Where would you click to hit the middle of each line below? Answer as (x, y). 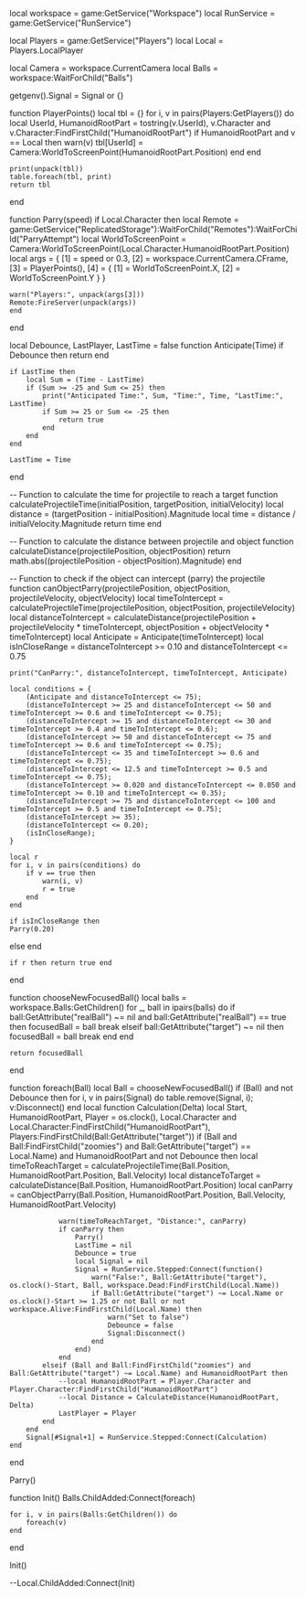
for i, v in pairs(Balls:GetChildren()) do (94, 1515)
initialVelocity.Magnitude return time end (86, 524)
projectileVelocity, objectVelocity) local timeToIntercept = (116, 598)
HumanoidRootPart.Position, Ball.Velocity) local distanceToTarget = (136, 1175)
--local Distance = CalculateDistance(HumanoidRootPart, (169, 1398)
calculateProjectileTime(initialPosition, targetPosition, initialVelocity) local (147, 504)
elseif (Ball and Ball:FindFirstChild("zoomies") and (147, 1366)
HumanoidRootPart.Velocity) (63, 1205)
